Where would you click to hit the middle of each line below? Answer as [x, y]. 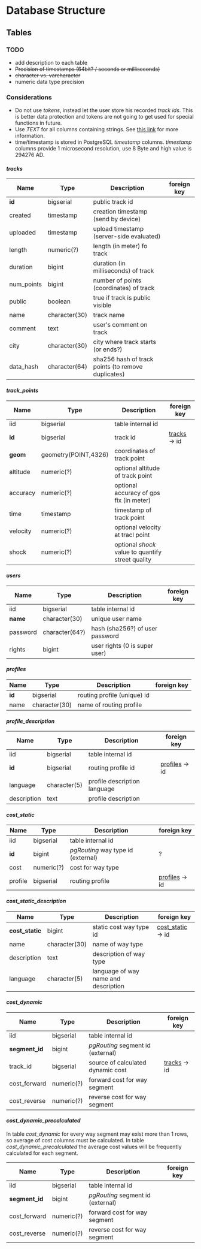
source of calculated [118, 1063]
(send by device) [117, 219]
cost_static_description [36, 901]
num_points [26, 284]
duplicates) [109, 374]
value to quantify [138, 552]
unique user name [117, 619]
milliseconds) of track [124, 271]
